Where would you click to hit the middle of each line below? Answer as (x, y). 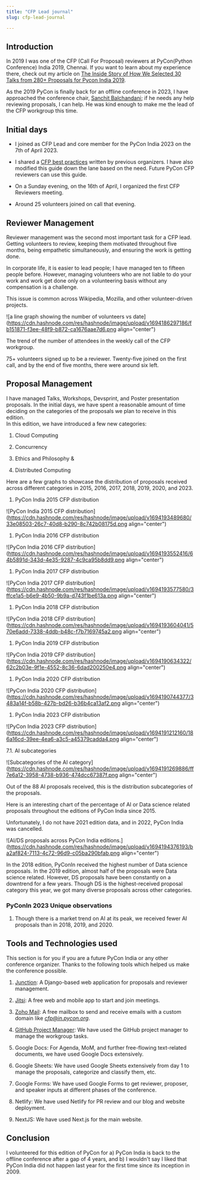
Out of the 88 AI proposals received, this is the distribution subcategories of (99, 786)
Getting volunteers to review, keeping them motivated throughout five (92, 243)
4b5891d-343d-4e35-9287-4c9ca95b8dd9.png (65, 560)
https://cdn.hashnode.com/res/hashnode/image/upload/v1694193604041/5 (101, 625)
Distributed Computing (43, 470)
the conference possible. (37, 970)
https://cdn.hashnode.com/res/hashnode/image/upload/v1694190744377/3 (101, 696)
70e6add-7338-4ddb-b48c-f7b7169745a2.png (64, 631)
